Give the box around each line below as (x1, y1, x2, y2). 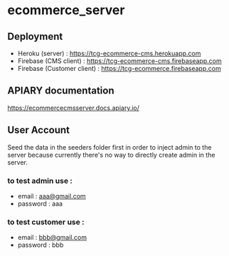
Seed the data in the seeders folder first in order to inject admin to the (7, 143, 212, 151)
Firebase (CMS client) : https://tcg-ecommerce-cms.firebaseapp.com (17, 57, 222, 65)
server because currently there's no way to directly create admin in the (7, 150, 215, 159)
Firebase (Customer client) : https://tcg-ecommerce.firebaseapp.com (17, 65, 222, 72)
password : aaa (17, 199, 63, 208)
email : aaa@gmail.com (17, 191, 87, 200)
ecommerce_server (7, 2, 125, 18)
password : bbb (17, 240, 64, 250)
